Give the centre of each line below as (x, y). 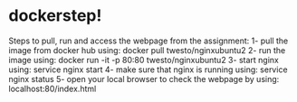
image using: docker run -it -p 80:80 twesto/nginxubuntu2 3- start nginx (144, 60)
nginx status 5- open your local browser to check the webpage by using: (144, 79)
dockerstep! (55, 16)
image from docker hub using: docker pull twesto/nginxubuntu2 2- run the (147, 50)
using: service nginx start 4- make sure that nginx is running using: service (148, 70)
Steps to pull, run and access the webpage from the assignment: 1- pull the (148, 41)
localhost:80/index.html (53, 88)
